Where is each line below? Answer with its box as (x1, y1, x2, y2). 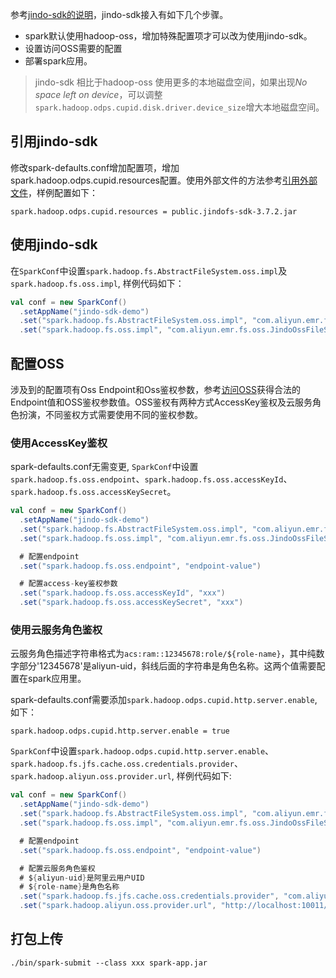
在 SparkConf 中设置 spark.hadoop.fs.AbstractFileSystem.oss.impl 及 (10, 264, 288, 277)
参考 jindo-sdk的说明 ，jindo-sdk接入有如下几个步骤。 (10, 9, 229, 20)
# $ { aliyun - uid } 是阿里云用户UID (19, 873, 145, 883)
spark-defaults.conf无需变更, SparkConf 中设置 (10, 461, 199, 473)
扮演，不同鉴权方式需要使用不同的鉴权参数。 (18, 408, 203, 420)
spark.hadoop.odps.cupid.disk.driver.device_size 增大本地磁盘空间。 (34, 101, 325, 113)
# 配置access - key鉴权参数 (19, 579, 118, 589)
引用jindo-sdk (10, 133, 98, 150)
